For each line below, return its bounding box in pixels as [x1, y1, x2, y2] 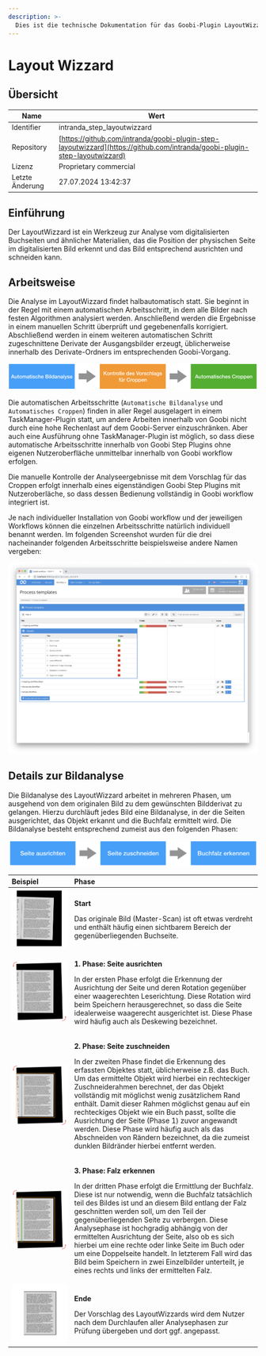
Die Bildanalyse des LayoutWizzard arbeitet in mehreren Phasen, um [8, 790, 232, 800]
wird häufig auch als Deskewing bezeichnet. [74, 1016, 218, 1026]
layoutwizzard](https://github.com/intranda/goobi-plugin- [59, 142, 249, 152]
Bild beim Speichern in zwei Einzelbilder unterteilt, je [74, 1258, 245, 1267]
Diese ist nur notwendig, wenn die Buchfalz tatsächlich [74, 1190, 253, 1200]
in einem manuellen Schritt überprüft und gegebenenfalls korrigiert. [8, 322, 228, 332]
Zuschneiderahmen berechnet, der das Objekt [74, 1081, 224, 1091]
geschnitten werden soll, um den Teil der [74, 1207, 207, 1216]
